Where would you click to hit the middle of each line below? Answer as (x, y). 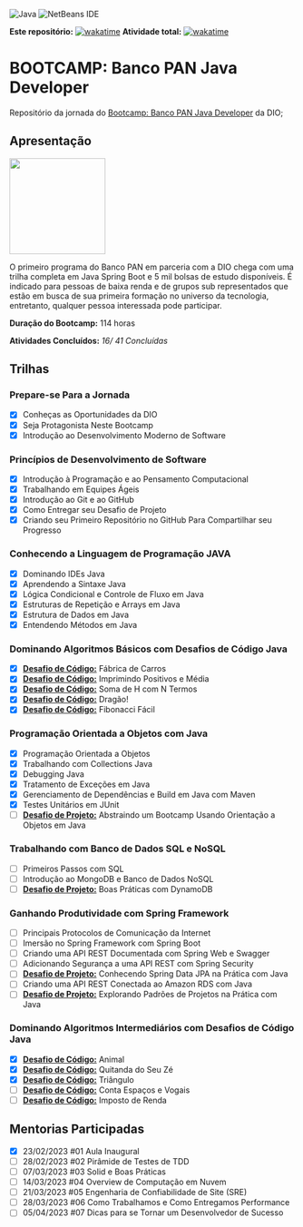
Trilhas (29, 369)
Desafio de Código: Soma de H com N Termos (110, 689)
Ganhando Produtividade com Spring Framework (119, 913)
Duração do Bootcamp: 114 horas (73, 323)
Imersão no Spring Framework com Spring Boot (112, 943)
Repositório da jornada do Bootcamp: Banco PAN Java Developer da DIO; (147, 113)
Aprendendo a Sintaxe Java (74, 584)
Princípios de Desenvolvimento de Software (108, 459)
